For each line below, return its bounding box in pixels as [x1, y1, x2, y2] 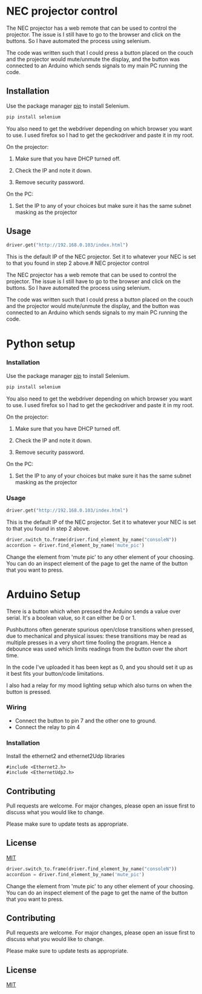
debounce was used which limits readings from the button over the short [6, 645, 187, 653]
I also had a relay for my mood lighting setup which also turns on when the [6, 682, 192, 689]
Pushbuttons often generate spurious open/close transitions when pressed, [6, 626, 195, 633]
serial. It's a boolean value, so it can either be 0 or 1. [6, 614, 136, 621]
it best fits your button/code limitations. [6, 670, 105, 677]
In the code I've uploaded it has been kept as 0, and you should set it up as [6, 663, 194, 671]
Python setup [6, 337, 76, 351]
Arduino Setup [6, 588, 80, 601]
